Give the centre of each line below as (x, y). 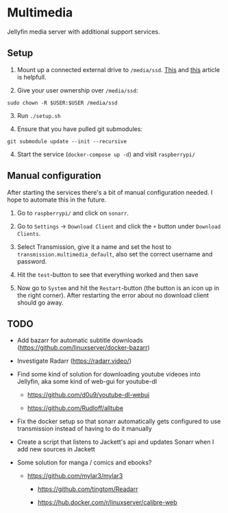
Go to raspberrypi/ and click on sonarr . (73, 213)
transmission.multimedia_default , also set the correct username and (115, 254)
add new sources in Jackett (56, 449)
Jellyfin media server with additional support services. (84, 32)
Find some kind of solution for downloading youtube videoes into (109, 374)
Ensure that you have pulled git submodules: (79, 129)
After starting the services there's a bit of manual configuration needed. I (110, 192)
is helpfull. (31, 77)
